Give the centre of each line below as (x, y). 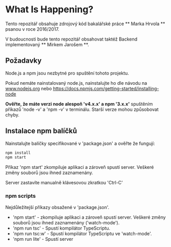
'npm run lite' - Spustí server (43, 239)
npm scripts (20, 196)
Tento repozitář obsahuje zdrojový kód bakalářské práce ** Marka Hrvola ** (85, 24)
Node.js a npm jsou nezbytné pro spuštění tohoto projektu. (67, 73)
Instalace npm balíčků (41, 131)
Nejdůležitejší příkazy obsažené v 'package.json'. (57, 207)
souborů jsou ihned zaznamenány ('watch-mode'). (66, 222)
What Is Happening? (49, 9)
